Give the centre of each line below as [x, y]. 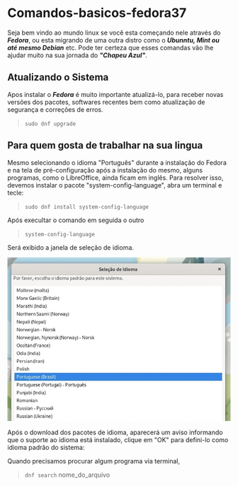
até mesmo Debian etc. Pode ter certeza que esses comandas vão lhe [110, 47]
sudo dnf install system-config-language [86, 207]
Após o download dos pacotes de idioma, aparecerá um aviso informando [115, 432]
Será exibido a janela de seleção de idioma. [71, 247]
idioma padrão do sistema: [46, 448]
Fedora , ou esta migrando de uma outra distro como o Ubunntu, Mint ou [113, 40]
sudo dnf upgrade [50, 124]
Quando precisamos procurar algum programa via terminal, [94, 461]
